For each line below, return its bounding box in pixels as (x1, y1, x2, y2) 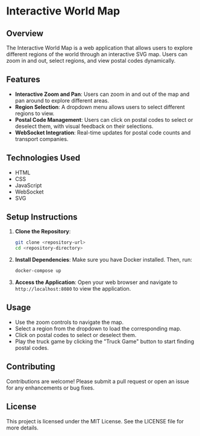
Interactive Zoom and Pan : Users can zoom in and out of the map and (14, 90, 190, 98)
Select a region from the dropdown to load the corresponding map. (14, 324, 182, 332)
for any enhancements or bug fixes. (6, 384, 95, 391)
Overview (6, 28, 44, 39)
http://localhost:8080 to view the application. (14, 285, 131, 292)
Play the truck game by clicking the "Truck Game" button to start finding (14, 338, 195, 345)
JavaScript (14, 182, 42, 189)
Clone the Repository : (14, 228, 71, 235)
